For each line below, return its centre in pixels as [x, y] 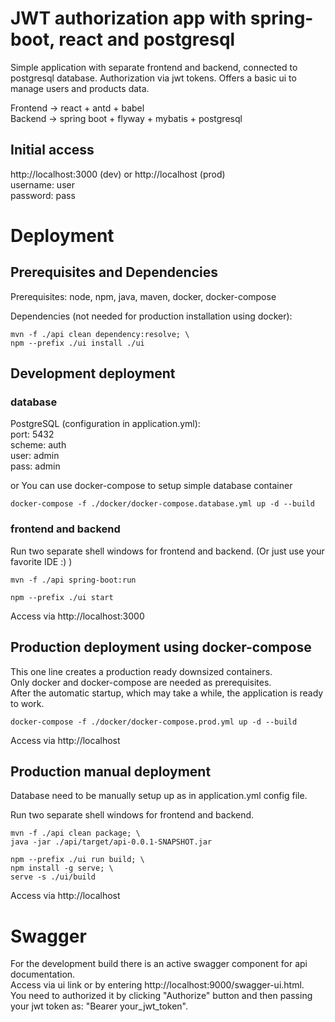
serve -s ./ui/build [53, 877]
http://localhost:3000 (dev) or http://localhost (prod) [118, 174]
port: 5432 [32, 434]
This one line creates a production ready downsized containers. [141, 671]
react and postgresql [147, 39]
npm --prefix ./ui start [62, 597]
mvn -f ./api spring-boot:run [73, 580]
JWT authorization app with [128, 18]
